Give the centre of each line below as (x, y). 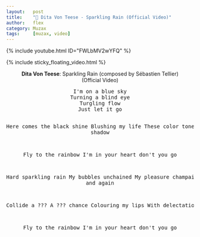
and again (100, 183)
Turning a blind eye (100, 98)
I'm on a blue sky (100, 92)
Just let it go (100, 110)
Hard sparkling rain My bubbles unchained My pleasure (88, 177)
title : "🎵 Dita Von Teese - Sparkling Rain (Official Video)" (89, 17)
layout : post (25, 12)
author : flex (25, 23)
